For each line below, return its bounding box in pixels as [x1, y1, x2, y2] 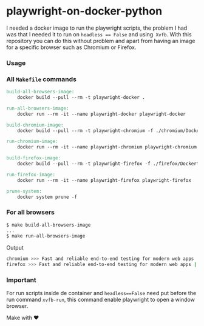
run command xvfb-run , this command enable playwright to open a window [6, 296, 195, 304]
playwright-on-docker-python [6, 4, 163, 18]
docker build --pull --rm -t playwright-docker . [17, 95, 146, 101]
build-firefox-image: [6, 155, 61, 161]
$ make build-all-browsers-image [6, 222, 91, 228]
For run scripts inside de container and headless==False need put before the [6, 290, 197, 297]
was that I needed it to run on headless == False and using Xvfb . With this [6, 30, 192, 38]
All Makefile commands [6, 75, 77, 83]
